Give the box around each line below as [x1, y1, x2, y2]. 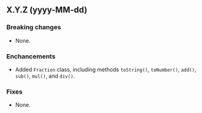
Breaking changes [6, 23, 61, 32]
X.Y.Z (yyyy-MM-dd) [6, 5, 88, 15]
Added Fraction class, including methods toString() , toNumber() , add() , [15, 66, 197, 73]
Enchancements [6, 52, 56, 60]
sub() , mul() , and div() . [15, 72, 75, 80]
